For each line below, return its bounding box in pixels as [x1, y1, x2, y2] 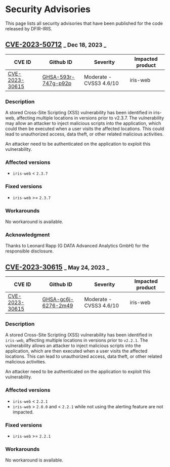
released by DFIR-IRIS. [5, 25, 53, 31]
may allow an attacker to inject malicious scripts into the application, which [5, 120, 161, 126]
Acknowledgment [5, 231, 50, 238]
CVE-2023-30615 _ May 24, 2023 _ [5, 263, 110, 271]
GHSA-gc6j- [42, 296, 74, 303]
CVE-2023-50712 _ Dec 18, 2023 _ [5, 40, 107, 49]
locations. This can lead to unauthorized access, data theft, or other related [5, 353, 162, 360]
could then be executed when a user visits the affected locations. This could [5, 125, 164, 132]
